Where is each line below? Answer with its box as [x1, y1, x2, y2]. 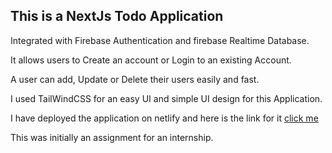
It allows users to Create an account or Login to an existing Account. [10, 54, 292, 66]
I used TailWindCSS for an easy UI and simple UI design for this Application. [10, 92, 323, 104]
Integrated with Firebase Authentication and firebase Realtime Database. [10, 34, 310, 46]
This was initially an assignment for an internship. [10, 131, 214, 143]
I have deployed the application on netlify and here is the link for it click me [10, 112, 319, 124]
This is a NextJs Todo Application [10, 8, 224, 25]
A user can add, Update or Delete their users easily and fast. [10, 73, 260, 85]
